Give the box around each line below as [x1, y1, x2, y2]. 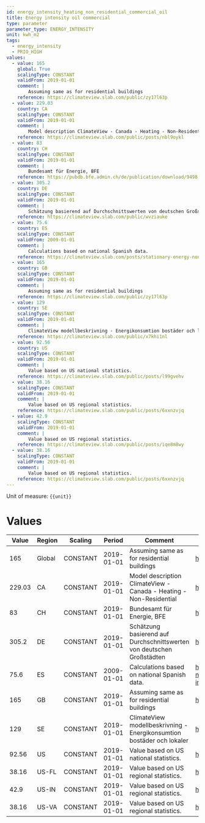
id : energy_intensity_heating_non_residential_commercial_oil [6, 9, 168, 15]
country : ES [17, 225, 48, 231]
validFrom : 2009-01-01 [17, 236, 75, 242]
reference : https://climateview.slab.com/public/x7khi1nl [17, 333, 168, 340]
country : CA [17, 105, 48, 112]
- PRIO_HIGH [12, 49, 43, 55]
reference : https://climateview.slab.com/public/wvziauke [17, 214, 168, 220]
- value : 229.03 [12, 100, 53, 106]
